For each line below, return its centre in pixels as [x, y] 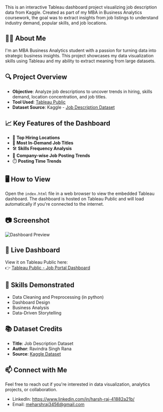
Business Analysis [31, 307]
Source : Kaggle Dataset [36, 354]
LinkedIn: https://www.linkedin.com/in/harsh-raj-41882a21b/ [73, 399]
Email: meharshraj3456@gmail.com [48, 405]
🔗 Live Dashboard [33, 250]
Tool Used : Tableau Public [39, 102]
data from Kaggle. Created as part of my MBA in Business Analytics [74, 12]
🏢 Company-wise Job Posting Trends [51, 156]
